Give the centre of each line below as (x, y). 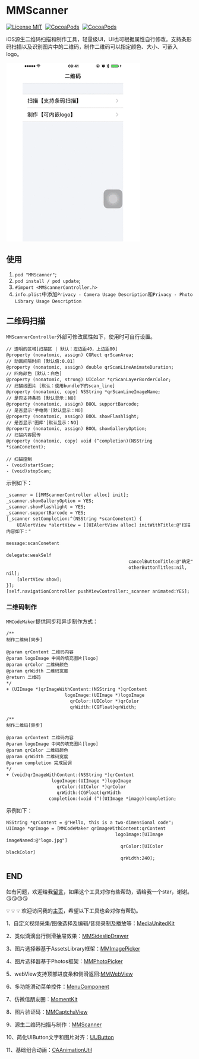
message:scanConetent (33, 543)
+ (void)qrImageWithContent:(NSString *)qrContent (70, 775)
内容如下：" (19, 531)
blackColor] (21, 852)
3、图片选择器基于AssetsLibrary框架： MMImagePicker (73, 948)
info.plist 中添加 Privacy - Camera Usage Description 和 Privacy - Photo (104, 294)
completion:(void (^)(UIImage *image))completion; (113, 799)
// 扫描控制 (19, 459)
